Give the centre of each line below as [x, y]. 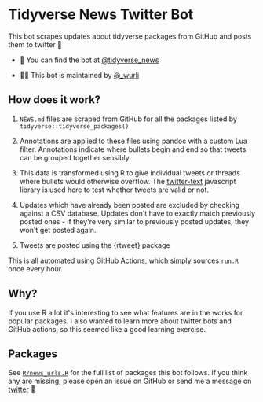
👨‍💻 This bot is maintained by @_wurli [79, 75]
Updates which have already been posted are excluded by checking [130, 205]
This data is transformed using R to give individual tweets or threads [130, 173]
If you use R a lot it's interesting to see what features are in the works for [126, 312]
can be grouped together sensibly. [75, 157]
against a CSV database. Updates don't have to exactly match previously [137, 213]
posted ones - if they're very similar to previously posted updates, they [134, 221]
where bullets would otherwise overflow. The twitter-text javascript [128, 181]
